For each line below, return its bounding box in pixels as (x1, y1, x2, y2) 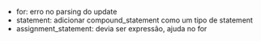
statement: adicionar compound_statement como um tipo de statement (15, 15, 254, 25)
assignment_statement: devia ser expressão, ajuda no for (15, 24, 208, 33)
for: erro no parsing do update (15, 7, 118, 16)
